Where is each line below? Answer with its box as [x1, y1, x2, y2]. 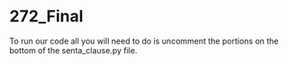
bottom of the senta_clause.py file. [9, 44, 138, 55]
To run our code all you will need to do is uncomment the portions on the [9, 36, 279, 46]
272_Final [9, 6, 84, 27]
